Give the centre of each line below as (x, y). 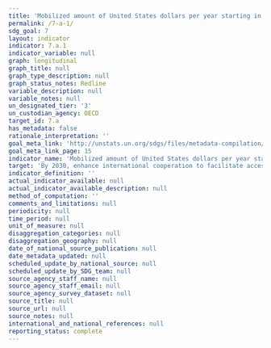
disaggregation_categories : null (65, 234)
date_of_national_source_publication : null (83, 249)
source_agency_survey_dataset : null (70, 294)
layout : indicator (39, 38)
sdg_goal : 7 (28, 31)
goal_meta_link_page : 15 (50, 151)
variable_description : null (56, 91)
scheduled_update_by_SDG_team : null (70, 271)
